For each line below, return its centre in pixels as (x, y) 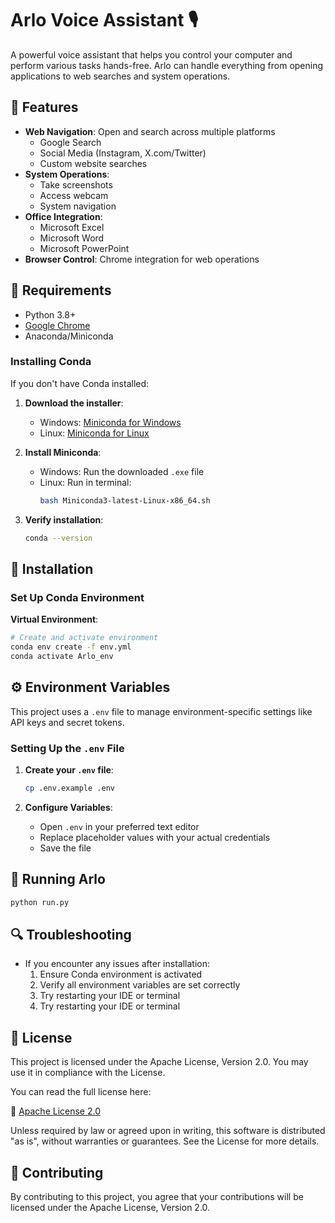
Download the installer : (74, 403)
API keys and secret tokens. (67, 722)
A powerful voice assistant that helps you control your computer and (151, 54)
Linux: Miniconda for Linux (94, 433)
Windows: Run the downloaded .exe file (122, 471)
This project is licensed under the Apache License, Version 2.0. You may (159, 1062)
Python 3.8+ (50, 314)
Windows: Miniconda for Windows (110, 422)
